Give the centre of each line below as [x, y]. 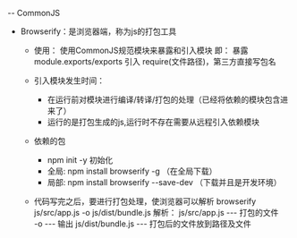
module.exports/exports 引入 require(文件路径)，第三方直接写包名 [155, 61]
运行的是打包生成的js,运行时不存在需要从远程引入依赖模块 [153, 122]
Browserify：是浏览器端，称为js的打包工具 [98, 31]
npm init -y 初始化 [80, 160]
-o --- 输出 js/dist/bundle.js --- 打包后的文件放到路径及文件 [142, 224]
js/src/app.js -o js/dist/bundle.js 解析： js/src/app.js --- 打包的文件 [156, 212]
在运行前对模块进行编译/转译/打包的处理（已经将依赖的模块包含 [164, 99]
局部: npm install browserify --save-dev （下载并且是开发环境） [164, 182]
